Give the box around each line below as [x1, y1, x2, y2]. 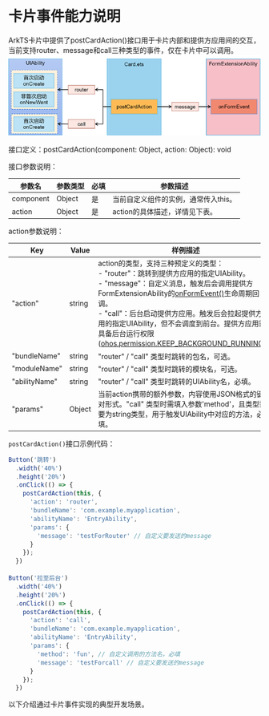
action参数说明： [8, 226, 64, 236]
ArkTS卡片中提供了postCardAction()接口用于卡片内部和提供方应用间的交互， [8, 35, 261, 45]
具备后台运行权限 [98, 329, 155, 338]
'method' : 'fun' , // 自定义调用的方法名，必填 [37, 650, 181, 658]
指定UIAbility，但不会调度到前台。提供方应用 [111, 318, 259, 329]
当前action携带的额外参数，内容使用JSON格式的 [98, 390, 257, 399]
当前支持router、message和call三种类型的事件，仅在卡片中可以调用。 [8, 45, 239, 55]
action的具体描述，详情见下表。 [111, 207, 218, 216]
